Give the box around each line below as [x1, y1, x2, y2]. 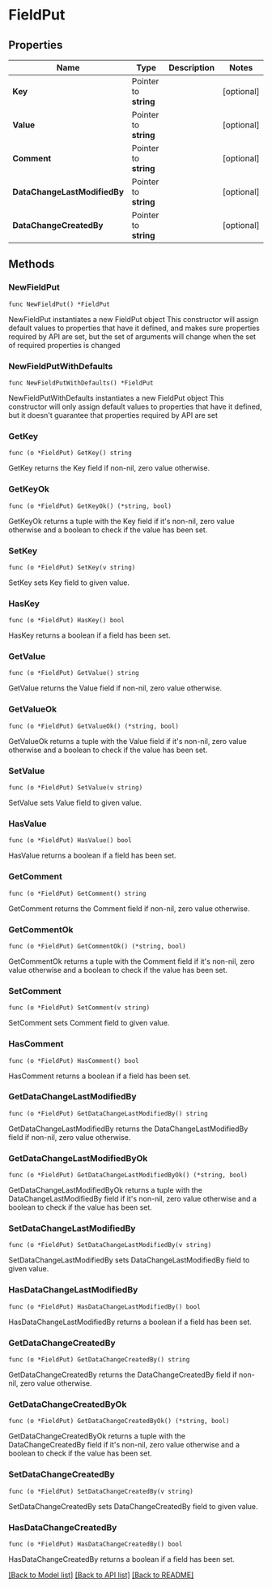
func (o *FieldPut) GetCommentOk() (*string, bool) [8, 942, 186, 950]
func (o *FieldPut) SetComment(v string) [8, 1004, 151, 1012]
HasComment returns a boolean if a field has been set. [8, 1071, 191, 1081]
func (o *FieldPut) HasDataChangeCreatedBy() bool [8, 1540, 183, 1548]
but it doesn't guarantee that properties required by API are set [8, 410, 219, 419]
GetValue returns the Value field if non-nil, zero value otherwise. [8, 683, 223, 693]
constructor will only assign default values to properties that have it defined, [8, 402, 262, 411]
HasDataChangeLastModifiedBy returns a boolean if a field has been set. [8, 1317, 253, 1327]
